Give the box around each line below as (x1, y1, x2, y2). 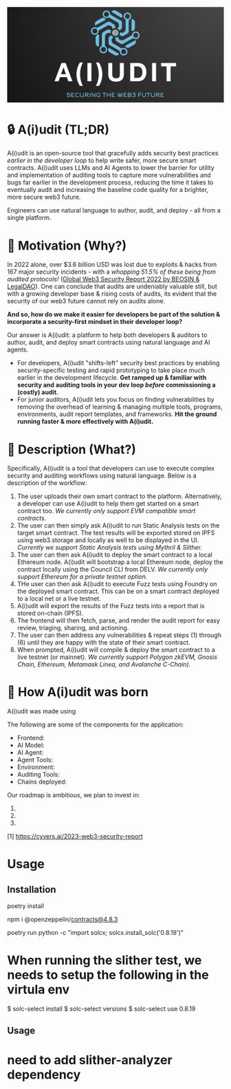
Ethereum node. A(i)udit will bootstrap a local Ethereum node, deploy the (16, 558, 223, 566)
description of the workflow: (7, 479, 87, 487)
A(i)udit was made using (7, 707, 76, 715)
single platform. (7, 213, 52, 222)
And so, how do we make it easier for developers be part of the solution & (7, 310, 221, 319)
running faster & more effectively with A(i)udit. (16, 418, 154, 426)
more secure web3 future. (7, 193, 81, 202)
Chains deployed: (16, 777, 67, 786)
